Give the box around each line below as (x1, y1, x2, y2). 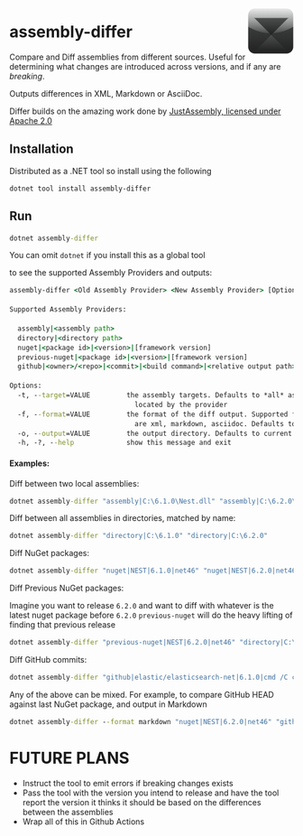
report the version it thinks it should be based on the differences (22, 796, 262, 807)
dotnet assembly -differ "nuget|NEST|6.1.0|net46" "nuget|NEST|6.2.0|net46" (9, 566, 300, 576)
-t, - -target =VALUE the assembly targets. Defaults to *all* (17, 391, 284, 400)
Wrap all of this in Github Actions (22, 816, 145, 827)
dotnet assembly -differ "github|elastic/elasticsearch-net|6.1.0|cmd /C (9, 673, 289, 683)
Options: (9, 381, 42, 391)
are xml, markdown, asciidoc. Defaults (133, 419, 284, 428)
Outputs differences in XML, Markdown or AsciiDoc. (9, 88, 203, 98)
